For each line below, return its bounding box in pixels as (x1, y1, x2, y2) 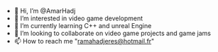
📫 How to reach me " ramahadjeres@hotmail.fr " (13, 37, 155, 45)
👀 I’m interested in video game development (13, 14, 143, 22)
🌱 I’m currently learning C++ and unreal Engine (13, 22, 152, 30)
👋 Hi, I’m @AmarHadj (13, 7, 76, 15)
